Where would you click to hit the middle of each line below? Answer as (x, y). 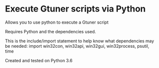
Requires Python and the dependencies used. (50, 31)
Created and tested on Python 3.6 (39, 60)
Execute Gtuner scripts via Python (75, 9)
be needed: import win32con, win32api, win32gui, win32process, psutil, (77, 46)
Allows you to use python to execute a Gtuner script (57, 22)
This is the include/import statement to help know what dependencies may (79, 41)
